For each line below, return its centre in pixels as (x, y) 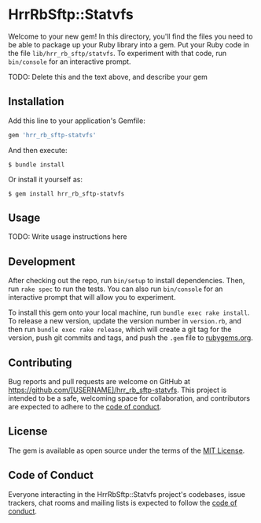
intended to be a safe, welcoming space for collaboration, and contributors (129, 398)
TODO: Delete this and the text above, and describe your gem (108, 77)
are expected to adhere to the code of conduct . (85, 407)
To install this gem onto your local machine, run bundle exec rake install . (129, 312)
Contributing (40, 362)
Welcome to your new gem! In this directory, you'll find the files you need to (130, 36)
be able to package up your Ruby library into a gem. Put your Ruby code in (129, 44)
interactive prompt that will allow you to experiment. (92, 297)
